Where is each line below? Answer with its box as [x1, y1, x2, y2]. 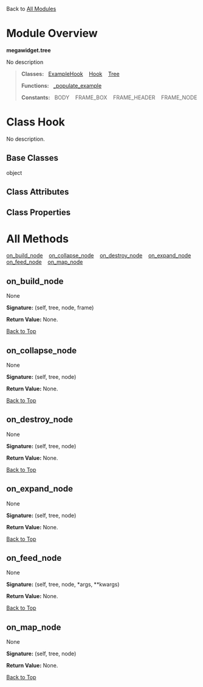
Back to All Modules [6, 5, 57, 12]
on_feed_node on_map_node [6, 258, 83, 266]
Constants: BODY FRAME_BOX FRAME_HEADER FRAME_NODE [21, 94, 198, 101]
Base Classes [6, 153, 59, 163]
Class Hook [6, 115, 66, 129]
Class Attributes [6, 187, 69, 197]
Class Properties [6, 207, 71, 218]
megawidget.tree [6, 46, 51, 54]
